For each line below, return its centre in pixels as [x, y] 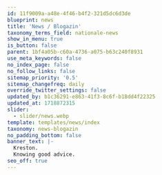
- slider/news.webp [41, 116]
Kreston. [26, 148]
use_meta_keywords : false [44, 59]
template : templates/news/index [53, 122]
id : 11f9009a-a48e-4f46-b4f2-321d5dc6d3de [69, 13]
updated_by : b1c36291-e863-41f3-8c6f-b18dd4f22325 [81, 97]
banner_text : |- [30, 142]
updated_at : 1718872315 [41, 103]
